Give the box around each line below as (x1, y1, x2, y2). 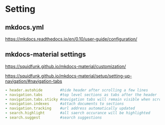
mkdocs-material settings (5, 50, 86, 59)
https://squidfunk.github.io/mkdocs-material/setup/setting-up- (5, 73, 132, 79)
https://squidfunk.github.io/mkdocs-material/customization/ (5, 63, 126, 69)
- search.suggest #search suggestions (5, 115, 102, 120)
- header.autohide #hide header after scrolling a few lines (5, 88, 148, 93)
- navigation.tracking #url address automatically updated (5, 106, 135, 111)
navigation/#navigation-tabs (5, 78, 62, 84)
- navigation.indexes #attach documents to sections (5, 101, 124, 106)
